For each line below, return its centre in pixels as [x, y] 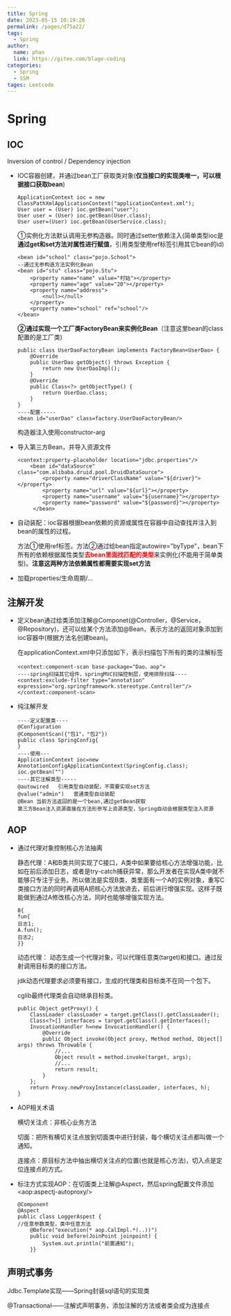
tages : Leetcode [31, 85]
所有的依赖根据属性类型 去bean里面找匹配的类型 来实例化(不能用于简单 [117, 555]
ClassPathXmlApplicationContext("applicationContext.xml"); [106, 204]
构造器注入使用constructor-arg [61, 432]
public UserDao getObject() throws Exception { [100, 363]
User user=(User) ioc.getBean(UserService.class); [92, 222]
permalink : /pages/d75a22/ [46, 26]
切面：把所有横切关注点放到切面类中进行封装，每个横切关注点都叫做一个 [120, 1137]
